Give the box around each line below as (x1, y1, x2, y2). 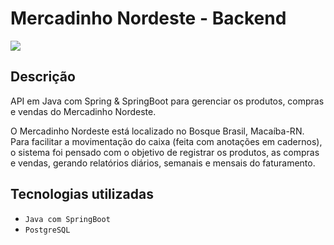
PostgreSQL (24, 225, 71, 235)
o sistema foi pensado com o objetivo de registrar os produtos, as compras (10, 146, 320, 158)
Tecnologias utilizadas (10, 186, 154, 203)
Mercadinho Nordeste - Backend (10, 7, 287, 30)
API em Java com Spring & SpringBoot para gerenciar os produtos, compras (10, 95, 325, 107)
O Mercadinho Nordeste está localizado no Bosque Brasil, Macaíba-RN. (10, 125, 305, 137)
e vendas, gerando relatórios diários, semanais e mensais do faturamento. (10, 157, 316, 169)
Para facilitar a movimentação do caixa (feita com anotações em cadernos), (10, 135, 323, 147)
